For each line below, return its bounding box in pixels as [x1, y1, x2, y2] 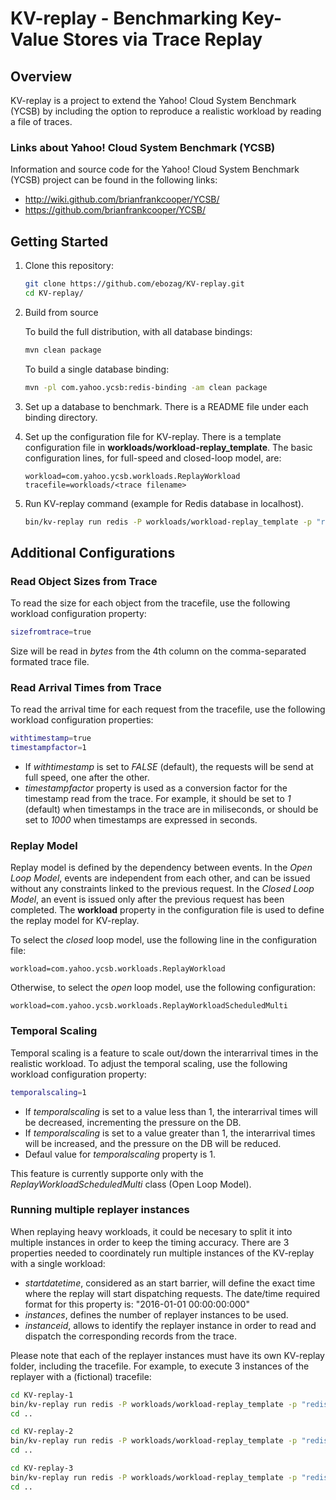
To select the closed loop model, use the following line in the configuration [10, 934, 318, 946]
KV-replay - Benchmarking [10, 7, 238, 30]
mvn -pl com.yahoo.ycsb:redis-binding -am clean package [24, 382, 268, 392]
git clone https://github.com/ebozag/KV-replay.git [24, 279, 245, 289]
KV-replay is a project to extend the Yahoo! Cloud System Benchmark [10, 95, 297, 106]
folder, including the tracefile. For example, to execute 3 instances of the [10, 1360, 310, 1372]
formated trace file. [10, 656, 90, 668]
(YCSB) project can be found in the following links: [10, 174, 218, 186]
